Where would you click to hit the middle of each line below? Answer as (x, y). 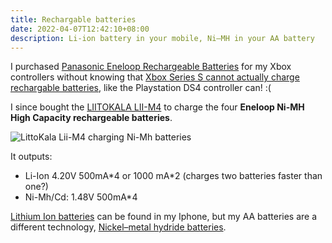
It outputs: (31, 157)
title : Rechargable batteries (73, 19)
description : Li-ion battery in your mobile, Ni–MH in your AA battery (162, 38)
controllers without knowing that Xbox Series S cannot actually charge (155, 77)
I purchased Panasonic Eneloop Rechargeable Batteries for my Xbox (151, 67)
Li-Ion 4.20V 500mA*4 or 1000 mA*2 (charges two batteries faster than (173, 176)
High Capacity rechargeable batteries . (91, 118)
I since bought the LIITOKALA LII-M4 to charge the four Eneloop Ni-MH (157, 107)
